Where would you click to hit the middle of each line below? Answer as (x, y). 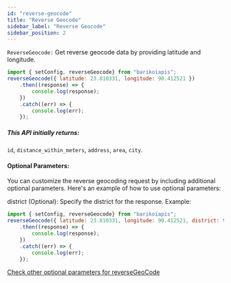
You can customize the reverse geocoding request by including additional (111, 181)
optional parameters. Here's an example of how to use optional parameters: (114, 188)
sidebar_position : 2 (37, 33)
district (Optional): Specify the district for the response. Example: (99, 202)
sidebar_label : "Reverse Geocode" (57, 26)
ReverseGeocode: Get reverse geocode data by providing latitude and (104, 52)
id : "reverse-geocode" (40, 13)
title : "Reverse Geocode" (44, 20)
